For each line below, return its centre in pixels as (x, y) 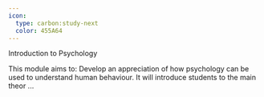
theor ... (21, 86)
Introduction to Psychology (53, 54)
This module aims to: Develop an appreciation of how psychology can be (129, 69)
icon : (17, 16)
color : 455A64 (39, 30)
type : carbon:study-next (57, 23)
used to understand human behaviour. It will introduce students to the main (132, 78)
